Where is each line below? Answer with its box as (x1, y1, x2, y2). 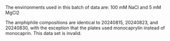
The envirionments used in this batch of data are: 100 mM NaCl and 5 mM (5, 5, 161, 10)
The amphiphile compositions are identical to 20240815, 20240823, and (5, 20, 158, 25)
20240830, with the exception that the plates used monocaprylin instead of (5, 25, 165, 31)
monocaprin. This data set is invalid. (5, 30, 82, 36)
